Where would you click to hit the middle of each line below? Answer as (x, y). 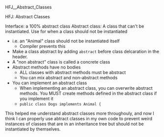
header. (20, 57)
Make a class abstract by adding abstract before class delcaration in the (86, 51)
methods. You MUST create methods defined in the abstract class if (88, 93)
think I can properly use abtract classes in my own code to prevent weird (79, 119)
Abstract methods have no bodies (46, 67)
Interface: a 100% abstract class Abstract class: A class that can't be (75, 26)
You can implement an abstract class (50, 83)
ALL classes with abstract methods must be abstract (73, 72)
